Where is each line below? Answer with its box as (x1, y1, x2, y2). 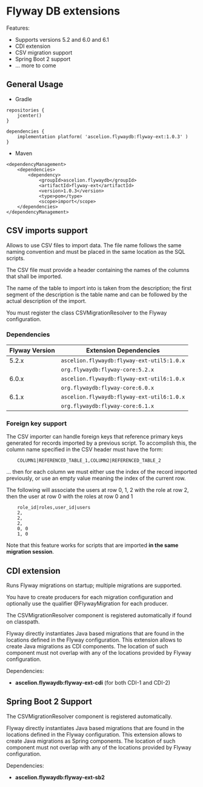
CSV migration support (15, 48, 73, 56)
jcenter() (17, 112, 42, 119)
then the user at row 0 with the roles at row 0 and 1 (6, 493, 133, 500)
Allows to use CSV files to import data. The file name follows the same (6, 241, 182, 249)
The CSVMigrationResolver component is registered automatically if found (6, 611, 192, 619)
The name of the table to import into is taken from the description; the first (6, 284, 192, 291)
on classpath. (6, 618, 41, 625)
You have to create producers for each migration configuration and (6, 593, 174, 600)
